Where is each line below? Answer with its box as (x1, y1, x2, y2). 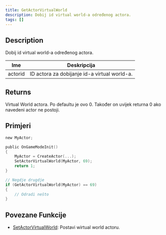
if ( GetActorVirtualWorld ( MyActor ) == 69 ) (5, 182, 97, 187)
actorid (8, 70, 25, 77)
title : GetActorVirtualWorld (5, 7, 67, 13)
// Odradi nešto (14, 191, 50, 197)
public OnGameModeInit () (5, 144, 58, 149)
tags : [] (5, 17, 24, 22)
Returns (5, 88, 32, 96)
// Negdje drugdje (5, 177, 44, 182)
